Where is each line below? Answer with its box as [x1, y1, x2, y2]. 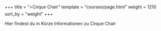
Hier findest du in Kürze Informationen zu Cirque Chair [4, 21, 116, 26]
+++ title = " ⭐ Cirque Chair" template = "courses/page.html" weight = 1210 [4, 4, 157, 10]
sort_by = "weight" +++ [4, 11, 53, 17]
